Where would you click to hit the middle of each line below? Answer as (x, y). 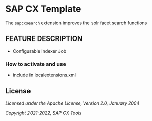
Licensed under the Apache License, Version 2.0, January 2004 (72, 103)
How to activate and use (36, 64)
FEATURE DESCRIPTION (44, 39)
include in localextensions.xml (44, 75)
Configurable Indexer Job (39, 51)
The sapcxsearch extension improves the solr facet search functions (76, 23)
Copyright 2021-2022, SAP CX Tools (43, 113)
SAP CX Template (43, 9)
